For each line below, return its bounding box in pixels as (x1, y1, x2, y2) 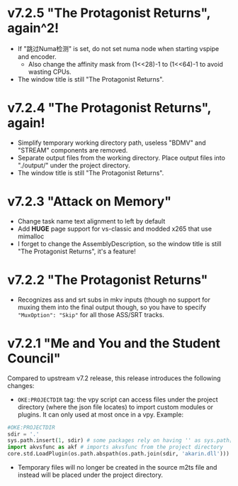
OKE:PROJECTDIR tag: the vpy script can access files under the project (17, 395, 218, 404)
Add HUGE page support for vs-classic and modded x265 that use (17, 224, 212, 233)
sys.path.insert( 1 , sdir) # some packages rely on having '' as (7, 437, 201, 444)
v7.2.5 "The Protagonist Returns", (7, 5, 211, 21)
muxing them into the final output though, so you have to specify (17, 303, 207, 311)
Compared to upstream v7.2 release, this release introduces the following (7, 374, 221, 382)
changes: (7, 381, 35, 390)
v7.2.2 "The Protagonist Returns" (7, 272, 208, 288)
